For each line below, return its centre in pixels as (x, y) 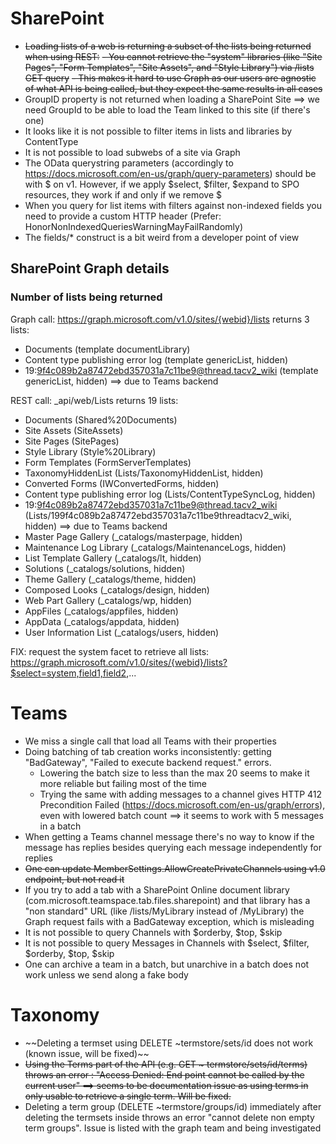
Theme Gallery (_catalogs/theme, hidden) (110, 579)
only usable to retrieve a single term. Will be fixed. (128, 1096)
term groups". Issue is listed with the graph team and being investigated (173, 1128)
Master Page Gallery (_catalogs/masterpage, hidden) (133, 536)
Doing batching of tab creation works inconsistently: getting (148, 751)
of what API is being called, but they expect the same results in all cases (173, 88)
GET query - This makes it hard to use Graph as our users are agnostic (170, 78)
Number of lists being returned (86, 297)
